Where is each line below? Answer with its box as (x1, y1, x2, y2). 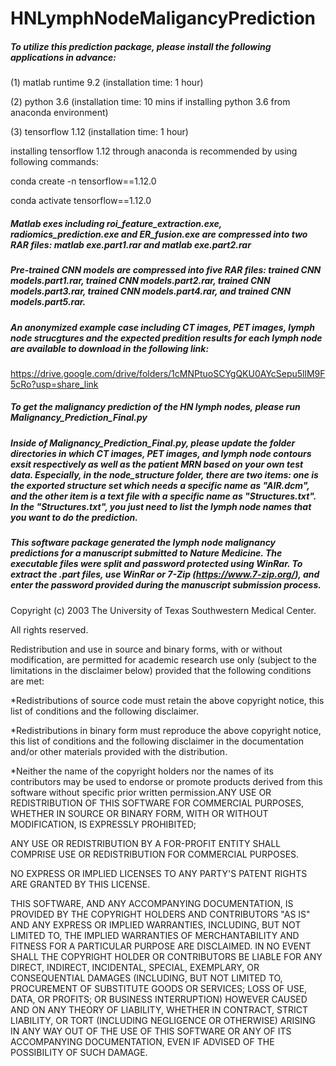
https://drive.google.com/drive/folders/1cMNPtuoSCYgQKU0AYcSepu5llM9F (10, 367, 326, 379)
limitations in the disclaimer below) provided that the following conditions (10, 664, 312, 676)
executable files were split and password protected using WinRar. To (10, 558, 303, 570)
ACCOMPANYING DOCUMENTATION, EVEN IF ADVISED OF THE (10, 1035, 275, 1047)
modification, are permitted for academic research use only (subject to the (10, 653, 317, 666)
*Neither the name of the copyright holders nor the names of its (10, 765, 274, 777)
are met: (10, 675, 45, 687)
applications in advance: (10, 51, 117, 63)
